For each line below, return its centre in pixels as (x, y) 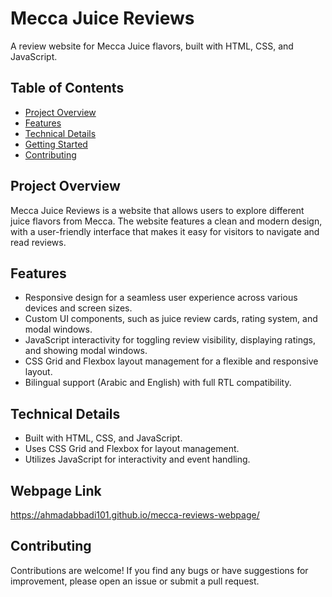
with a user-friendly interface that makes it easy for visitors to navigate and (165, 231)
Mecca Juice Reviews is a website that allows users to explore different (157, 210)
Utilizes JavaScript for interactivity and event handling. (137, 459)
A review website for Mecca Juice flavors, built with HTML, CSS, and (152, 46)
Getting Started (56, 144)
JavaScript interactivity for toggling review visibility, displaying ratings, (170, 340)
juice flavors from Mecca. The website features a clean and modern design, (166, 221)
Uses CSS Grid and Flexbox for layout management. (132, 449)
